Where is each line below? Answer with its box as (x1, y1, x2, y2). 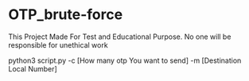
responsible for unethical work (8, 40, 109, 49)
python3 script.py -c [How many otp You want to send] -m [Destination (8, 56, 242, 65)
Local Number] (8, 64, 57, 73)
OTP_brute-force (8, 6, 123, 24)
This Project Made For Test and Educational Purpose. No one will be (8, 32, 231, 41)
